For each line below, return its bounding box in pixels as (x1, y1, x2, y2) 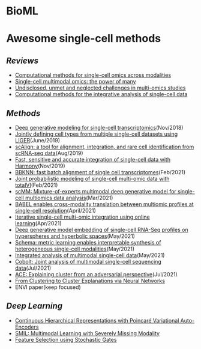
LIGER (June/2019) (14, 137, 61, 144)
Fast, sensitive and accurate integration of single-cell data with (14, 156, 171, 163)
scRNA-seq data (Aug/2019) (14, 150, 83, 157)
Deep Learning (6, 301, 63, 311)
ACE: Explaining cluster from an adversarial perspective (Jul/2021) (14, 271, 178, 278)
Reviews (6, 55, 39, 65)
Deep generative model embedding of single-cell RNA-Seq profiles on (14, 226, 188, 233)
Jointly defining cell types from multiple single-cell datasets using (14, 130, 178, 138)
